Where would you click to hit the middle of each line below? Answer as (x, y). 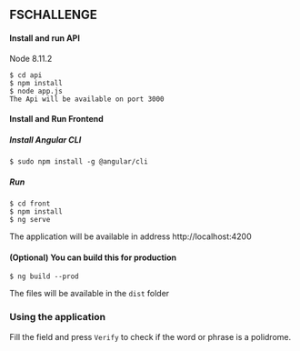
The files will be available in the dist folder (90, 294)
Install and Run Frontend (57, 119)
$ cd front (30, 204)
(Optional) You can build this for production (93, 257)
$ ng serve (30, 220)
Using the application (58, 317)
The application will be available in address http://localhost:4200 (130, 236)
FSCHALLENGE (54, 15)
